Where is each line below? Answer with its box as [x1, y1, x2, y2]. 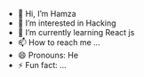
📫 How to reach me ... [17, 37, 100, 48]
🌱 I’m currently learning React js [17, 27, 135, 37]
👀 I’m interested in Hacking [17, 18, 117, 28]
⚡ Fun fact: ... [17, 60, 67, 70]
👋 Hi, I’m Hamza [17, 9, 77, 19]
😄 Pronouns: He [17, 50, 78, 60]
